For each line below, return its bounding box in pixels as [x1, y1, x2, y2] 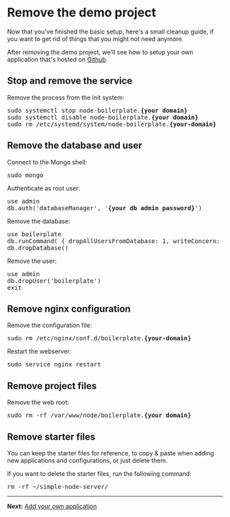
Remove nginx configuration [7, 303, 131, 314]
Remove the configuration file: [7, 321, 92, 329]
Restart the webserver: [7, 347, 72, 355]
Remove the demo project [7, 5, 156, 21]
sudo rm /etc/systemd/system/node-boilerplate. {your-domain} [7, 120, 217, 128]
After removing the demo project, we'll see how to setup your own [7, 48, 194, 56]
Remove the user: [7, 257, 57, 265]
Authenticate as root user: [7, 184, 81, 192]
